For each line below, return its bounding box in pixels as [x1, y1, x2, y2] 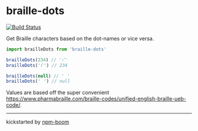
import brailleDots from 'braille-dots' [6, 46, 107, 52]
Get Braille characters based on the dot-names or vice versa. [6, 35, 154, 42]
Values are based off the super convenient [6, 89, 110, 96]
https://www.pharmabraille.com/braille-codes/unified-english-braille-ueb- [6, 95, 187, 102]
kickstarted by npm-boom [6, 119, 70, 126]
